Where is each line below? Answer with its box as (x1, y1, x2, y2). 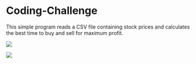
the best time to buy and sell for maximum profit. (6, 29, 123, 36)
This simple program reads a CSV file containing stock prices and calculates (6, 23, 190, 30)
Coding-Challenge (6, 4, 98, 17)
